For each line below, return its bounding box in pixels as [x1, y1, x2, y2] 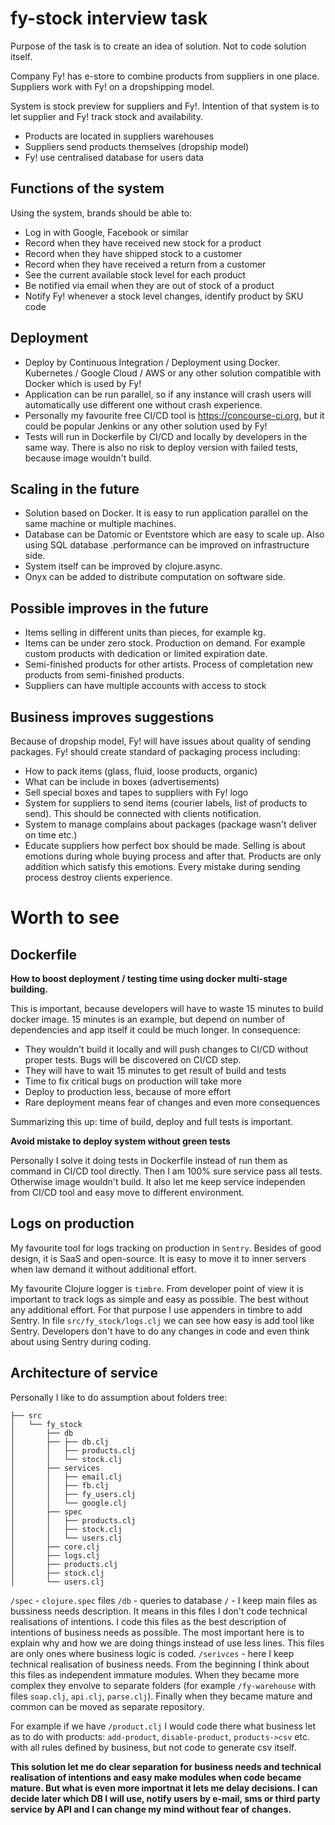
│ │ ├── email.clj [10, 1472, 123, 1482]
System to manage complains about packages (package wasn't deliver [24, 818, 317, 830]
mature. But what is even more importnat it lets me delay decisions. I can [10, 1782, 318, 1794]
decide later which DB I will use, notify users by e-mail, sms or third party [10, 1792, 321, 1804]
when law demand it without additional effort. [10, 1263, 197, 1275]
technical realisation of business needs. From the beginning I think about [10, 1658, 310, 1670]
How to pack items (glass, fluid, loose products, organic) [24, 765, 258, 777]
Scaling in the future [10, 480, 140, 497]
